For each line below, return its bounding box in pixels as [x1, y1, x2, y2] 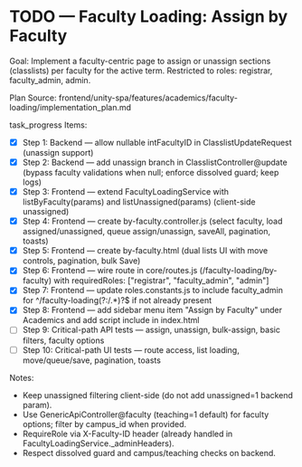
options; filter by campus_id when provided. [22, 418, 187, 429]
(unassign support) [22, 148, 94, 157]
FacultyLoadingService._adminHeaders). [22, 437, 175, 449]
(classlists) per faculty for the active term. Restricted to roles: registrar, [9, 65, 273, 76]
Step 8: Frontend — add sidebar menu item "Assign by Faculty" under [22, 305, 283, 316]
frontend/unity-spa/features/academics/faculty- [58, 92, 238, 103]
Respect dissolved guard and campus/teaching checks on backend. [22, 447, 276, 458]
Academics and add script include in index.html [22, 315, 200, 326]
